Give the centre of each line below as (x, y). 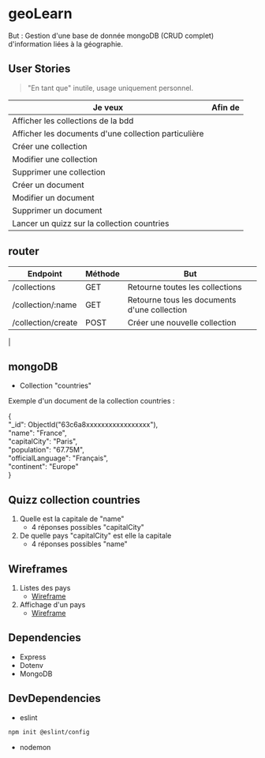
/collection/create (45, 322)
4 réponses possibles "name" (79, 544)
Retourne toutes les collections (185, 287)
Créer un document (48, 185)
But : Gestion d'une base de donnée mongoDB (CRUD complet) (111, 36)
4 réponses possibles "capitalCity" (88, 527)
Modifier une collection (55, 159)
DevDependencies (54, 698)
